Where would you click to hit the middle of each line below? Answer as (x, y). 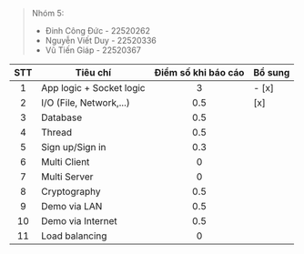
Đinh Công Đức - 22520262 (97, 30)
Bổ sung (272, 72)
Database (61, 117)
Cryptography (71, 192)
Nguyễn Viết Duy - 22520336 (101, 41)
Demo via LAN (71, 206)
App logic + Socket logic (93, 88)
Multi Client (65, 162)
